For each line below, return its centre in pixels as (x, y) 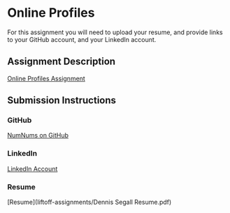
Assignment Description (62, 62)
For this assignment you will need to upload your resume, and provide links (115, 32)
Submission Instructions (62, 100)
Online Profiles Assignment (46, 78)
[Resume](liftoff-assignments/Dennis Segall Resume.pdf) (89, 202)
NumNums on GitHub (38, 135)
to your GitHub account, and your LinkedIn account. (82, 39)
